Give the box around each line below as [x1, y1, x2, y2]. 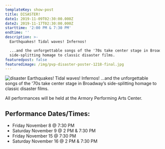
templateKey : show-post [5, 7, 54, 12]
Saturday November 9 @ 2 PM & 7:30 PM [12, 128, 96, 134]
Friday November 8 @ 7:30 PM [12, 122, 75, 128]
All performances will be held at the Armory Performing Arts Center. [5, 95, 142, 101]
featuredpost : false [5, 57, 48, 62]
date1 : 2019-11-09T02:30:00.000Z [5, 16, 74, 21]
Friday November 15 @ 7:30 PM [12, 133, 77, 139]
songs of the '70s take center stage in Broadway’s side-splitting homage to [5, 81, 157, 87]
